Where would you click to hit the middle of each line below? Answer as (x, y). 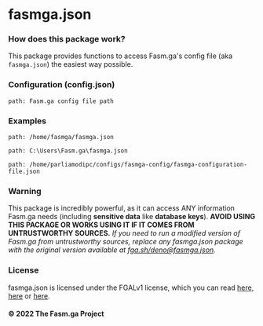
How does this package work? (67, 39)
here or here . (29, 295)
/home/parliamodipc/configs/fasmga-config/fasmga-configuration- (138, 165)
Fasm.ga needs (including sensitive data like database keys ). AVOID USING (132, 217)
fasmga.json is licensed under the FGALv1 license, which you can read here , (131, 288)
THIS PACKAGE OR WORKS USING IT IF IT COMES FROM (101, 225)
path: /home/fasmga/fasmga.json (61, 137)
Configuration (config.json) (62, 85)
